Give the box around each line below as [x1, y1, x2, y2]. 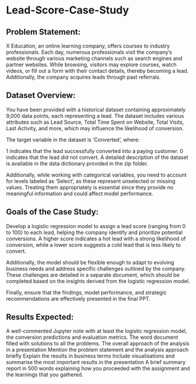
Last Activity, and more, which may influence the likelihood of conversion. [6, 124, 184, 132]
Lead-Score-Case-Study [6, 4, 129, 17]
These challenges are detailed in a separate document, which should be [6, 271, 180, 278]
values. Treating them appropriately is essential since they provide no [6, 183, 174, 191]
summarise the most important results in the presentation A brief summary [6, 359, 186, 366]
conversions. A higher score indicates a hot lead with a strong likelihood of [6, 235, 186, 242]
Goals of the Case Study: [6, 207, 99, 217]
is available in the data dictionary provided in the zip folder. [6, 159, 149, 167]
